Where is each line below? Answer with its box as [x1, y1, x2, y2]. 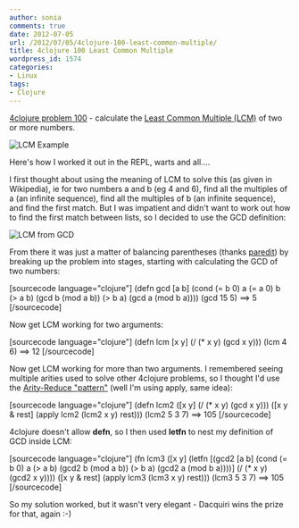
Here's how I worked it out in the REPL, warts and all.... [9, 156, 211, 167]
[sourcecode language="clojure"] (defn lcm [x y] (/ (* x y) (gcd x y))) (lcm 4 [9, 336, 287, 347]
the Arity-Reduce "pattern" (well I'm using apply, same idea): [9, 381, 234, 393]
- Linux [9, 71, 38, 80]
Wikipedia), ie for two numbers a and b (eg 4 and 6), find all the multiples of [9, 183, 288, 194]
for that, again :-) [9, 508, 72, 519]
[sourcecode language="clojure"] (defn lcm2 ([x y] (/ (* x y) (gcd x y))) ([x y [9, 399, 288, 410]
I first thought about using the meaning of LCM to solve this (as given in [9, 173, 272, 184]
